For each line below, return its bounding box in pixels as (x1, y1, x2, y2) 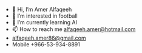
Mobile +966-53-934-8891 (12, 41, 80, 48)
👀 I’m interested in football (12, 12, 78, 19)
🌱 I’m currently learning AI (12, 19, 78, 26)
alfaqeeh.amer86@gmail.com (12, 34, 86, 41)
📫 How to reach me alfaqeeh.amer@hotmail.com (12, 26, 136, 33)
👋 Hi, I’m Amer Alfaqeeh (12, 6, 72, 13)
